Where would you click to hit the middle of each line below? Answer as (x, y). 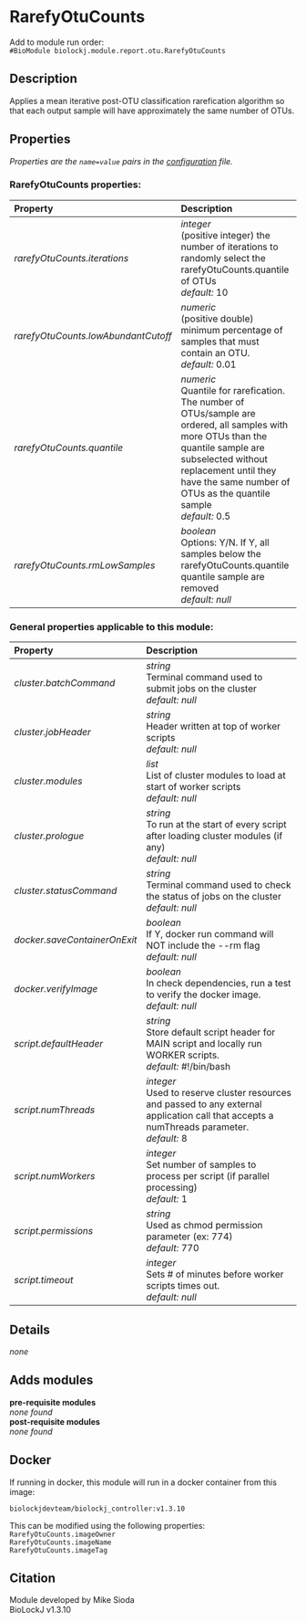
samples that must (220, 342)
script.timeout (44, 1280)
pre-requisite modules (53, 1402)
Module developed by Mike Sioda (72, 1600)
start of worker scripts (193, 787)
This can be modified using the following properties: (107, 1525)
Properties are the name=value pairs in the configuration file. (122, 161)
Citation (33, 1578)
